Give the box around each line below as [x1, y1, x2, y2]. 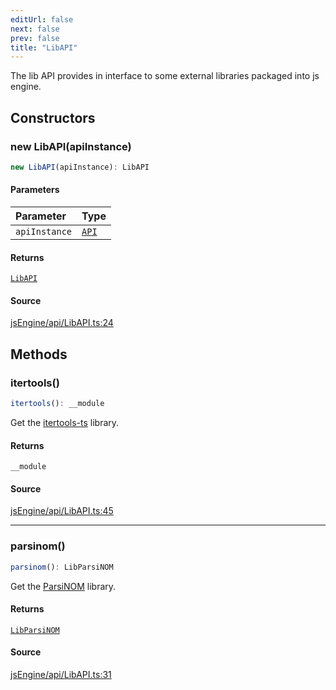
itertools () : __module [10, 399, 105, 409]
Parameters [10, 184, 60, 196]
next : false [10, 24, 60, 34]
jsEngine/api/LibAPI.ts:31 [10, 668, 112, 680]
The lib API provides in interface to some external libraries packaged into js [10, 70, 320, 82]
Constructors [10, 109, 96, 126]
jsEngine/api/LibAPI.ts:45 [10, 505, 114, 517]
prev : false [10, 33, 60, 43]
